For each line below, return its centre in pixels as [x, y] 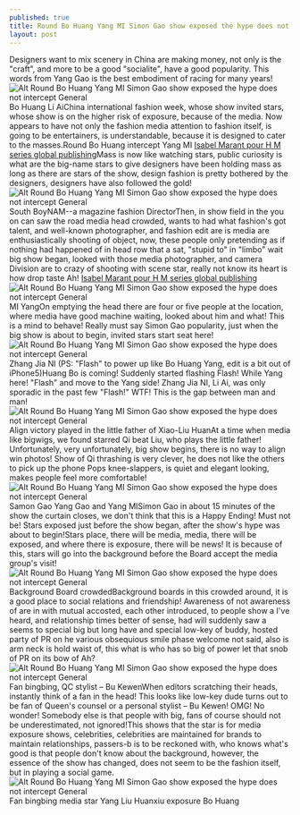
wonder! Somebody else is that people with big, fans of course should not [145, 716]
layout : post [33, 34]
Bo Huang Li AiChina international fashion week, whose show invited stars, [146, 107]
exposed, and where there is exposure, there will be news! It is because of [146, 544]
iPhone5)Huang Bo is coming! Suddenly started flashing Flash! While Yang [146, 373]
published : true [39, 17]
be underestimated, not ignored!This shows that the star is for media [135, 725]
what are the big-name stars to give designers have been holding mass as [146, 164]
